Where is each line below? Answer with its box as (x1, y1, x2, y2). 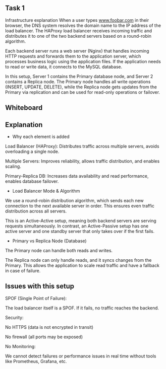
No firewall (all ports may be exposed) (5, 334, 83, 340)
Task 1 (5, 4, 25, 12)
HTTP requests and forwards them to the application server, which (5, 53, 141, 59)
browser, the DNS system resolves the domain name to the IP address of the (5, 22, 161, 28)
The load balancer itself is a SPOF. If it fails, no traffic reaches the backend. (5, 305, 160, 311)
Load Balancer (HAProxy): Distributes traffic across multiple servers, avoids (5, 144, 160, 149)
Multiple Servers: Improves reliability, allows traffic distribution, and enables (5, 158, 160, 164)
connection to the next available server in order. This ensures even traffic (5, 203, 155, 209)
